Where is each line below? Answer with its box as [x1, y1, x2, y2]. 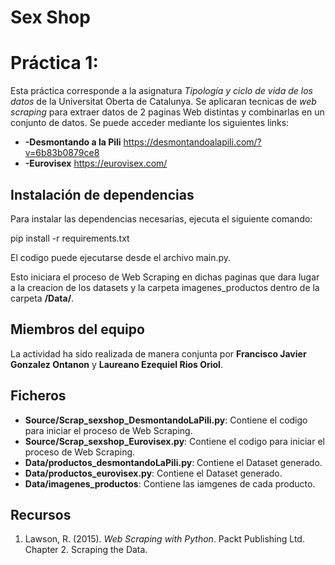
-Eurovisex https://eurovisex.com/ [24, 157, 168, 170]
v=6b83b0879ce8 [24, 147, 100, 159]
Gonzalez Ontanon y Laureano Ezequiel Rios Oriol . [10, 358, 223, 370]
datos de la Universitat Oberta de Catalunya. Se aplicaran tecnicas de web [10, 96, 317, 108]
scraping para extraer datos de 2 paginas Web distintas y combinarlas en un [10, 106, 325, 118]
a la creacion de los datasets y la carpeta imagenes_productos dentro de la [10, 281, 320, 293]
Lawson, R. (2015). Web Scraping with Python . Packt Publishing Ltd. [24, 533, 305, 545]
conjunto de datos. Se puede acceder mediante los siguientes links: [10, 117, 290, 129]
